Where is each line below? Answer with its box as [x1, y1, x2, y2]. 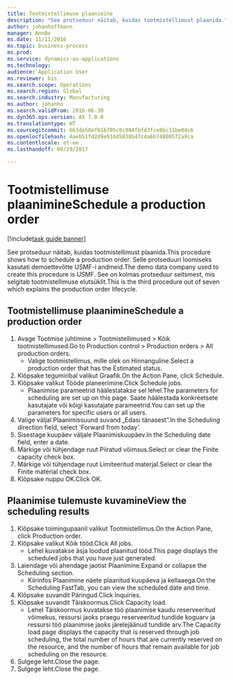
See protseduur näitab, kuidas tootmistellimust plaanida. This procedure [7, 248, 211, 256]
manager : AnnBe [7, 29, 51, 37]
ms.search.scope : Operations [7, 81, 92, 88]
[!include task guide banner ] [7, 234, 87, 243]
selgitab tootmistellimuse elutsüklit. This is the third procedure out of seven [7, 277, 220, 286]
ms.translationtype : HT [7, 120, 76, 127]
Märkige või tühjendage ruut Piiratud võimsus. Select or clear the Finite [17, 445, 218, 453]
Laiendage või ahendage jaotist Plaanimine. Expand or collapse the [17, 561, 207, 569]
